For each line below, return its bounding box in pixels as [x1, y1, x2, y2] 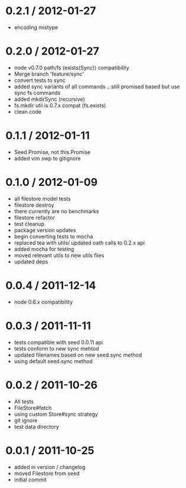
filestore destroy [14, 201, 54, 208]
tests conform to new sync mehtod [14, 345, 100, 352]
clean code [14, 108, 42, 115]
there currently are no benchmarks [14, 207, 99, 214]
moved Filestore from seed [14, 470, 80, 477]
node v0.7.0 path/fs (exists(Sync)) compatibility [14, 64, 129, 71]
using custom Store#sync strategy [14, 410, 98, 418]
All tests [14, 398, 34, 405]
